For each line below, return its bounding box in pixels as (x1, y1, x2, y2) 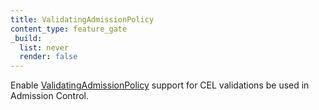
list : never (19, 42, 70, 53)
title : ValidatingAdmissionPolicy (10, 14, 155, 25)
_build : (10, 33, 43, 43)
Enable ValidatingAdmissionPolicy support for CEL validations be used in (10, 79, 310, 91)
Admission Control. (10, 90, 89, 102)
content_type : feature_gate (10, 24, 128, 34)
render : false (19, 52, 78, 62)
